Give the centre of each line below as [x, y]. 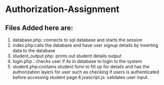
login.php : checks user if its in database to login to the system [77, 61]
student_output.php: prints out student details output [67, 56]
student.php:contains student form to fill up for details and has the [81, 67]
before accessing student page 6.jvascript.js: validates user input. [80, 77]
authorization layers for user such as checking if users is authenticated [86, 72]
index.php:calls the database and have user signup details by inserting [85, 45]
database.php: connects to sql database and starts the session [77, 40]
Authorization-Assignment [62, 9]
